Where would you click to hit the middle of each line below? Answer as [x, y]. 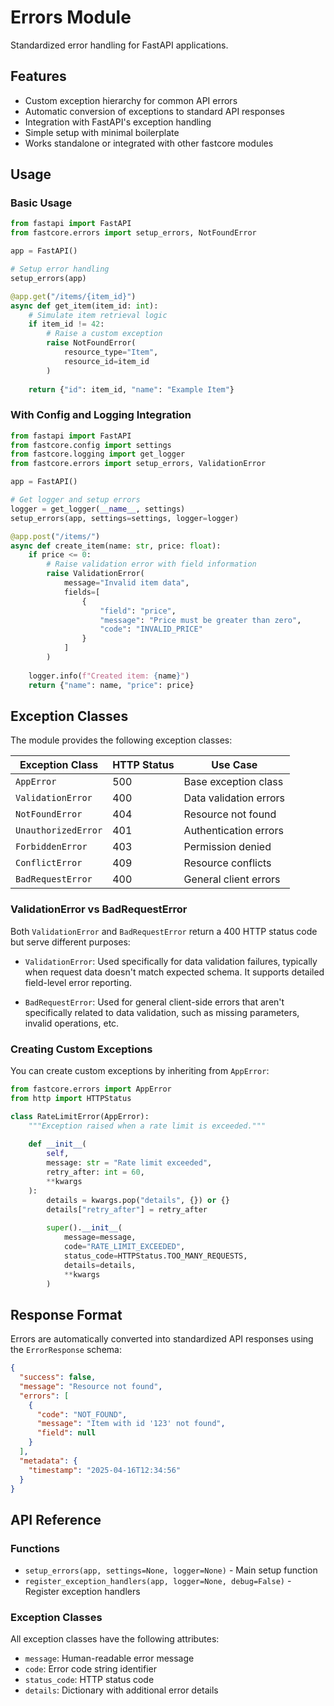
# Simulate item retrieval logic [98, 315]
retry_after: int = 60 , [95, 1172]
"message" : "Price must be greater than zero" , [200, 620]
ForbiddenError [51, 847]
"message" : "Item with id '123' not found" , [131, 1424]
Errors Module [71, 17]
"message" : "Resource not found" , [91, 1386]
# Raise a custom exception [104, 334]
